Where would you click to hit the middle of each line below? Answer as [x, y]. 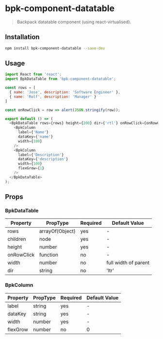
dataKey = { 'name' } [35, 137]
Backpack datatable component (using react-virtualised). [74, 22]
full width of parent [128, 263]
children [17, 239]
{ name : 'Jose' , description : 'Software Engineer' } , [65, 92]
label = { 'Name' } [33, 132]
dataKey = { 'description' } [43, 159]
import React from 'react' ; [33, 75]
